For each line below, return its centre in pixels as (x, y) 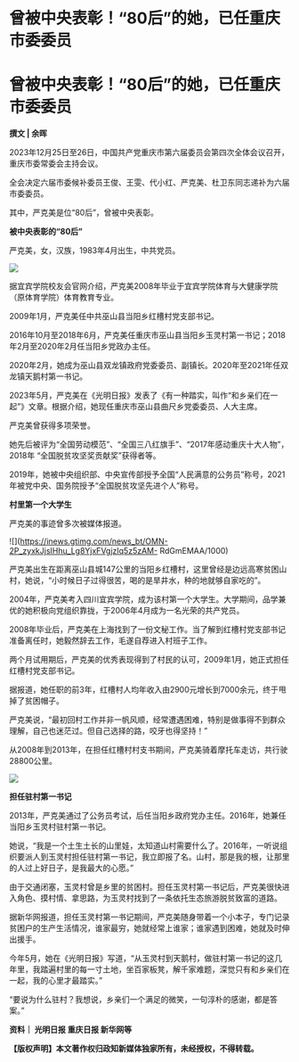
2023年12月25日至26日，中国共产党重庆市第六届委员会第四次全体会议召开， (149, 152)
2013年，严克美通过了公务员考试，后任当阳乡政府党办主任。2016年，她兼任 (148, 816)
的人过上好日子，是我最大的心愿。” (72, 868)
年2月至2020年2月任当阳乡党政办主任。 (82, 346)
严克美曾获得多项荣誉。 (52, 425)
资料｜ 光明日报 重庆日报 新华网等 (70, 1030)
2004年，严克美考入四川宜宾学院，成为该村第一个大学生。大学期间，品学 (144, 599)
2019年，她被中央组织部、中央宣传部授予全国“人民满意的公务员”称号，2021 (147, 474)
